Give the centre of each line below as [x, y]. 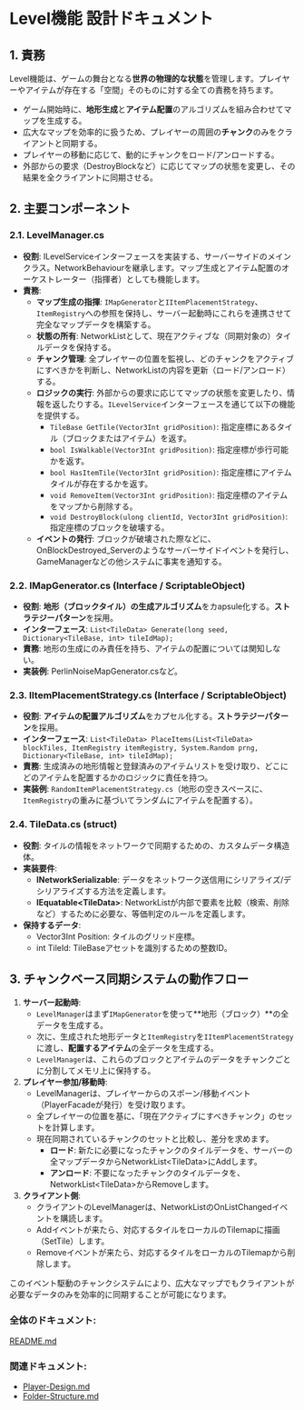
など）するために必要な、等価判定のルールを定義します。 [143, 914]
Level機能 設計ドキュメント [112, 19]
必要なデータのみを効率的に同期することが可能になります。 [120, 1295]
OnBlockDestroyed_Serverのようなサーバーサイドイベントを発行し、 [165, 550]
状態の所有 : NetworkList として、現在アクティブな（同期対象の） [156, 335]
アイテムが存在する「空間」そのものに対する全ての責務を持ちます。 [152, 90]
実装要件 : [39, 868]
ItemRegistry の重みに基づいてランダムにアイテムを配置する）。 [140, 800]
